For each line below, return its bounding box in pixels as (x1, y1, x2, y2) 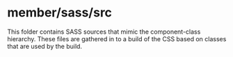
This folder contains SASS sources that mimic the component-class (7, 27, 201, 36)
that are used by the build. (7, 42, 82, 50)
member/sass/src (7, 5, 113, 21)
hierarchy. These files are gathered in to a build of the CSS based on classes (7, 34, 227, 43)
